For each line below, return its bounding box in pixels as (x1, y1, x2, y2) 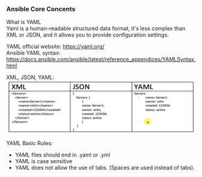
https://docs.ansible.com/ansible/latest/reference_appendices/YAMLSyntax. (6, 56, 196, 63)
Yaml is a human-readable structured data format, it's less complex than (6, 25, 186, 32)
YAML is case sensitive (14, 158, 72, 165)
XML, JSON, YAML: (6, 74, 55, 81)
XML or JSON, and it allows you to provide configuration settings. (6, 31, 169, 39)
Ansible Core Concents (6, 5, 76, 13)
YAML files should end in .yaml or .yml (14, 151, 110, 158)
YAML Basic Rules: (6, 140, 53, 147)
